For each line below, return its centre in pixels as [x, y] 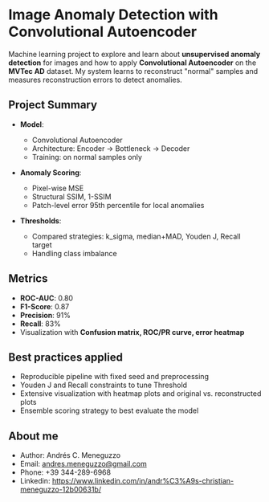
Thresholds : [41, 220]
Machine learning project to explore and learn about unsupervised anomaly [134, 54]
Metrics [28, 279]
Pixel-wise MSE [58, 188]
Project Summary [53, 105]
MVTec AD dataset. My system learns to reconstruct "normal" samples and [133, 71]
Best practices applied [65, 357]
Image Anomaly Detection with [113, 15]
